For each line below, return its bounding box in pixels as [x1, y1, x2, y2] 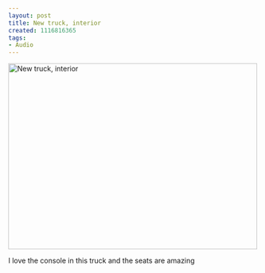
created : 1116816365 [8, 26, 77, 34]
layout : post [8, 11, 52, 20]
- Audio [8, 41, 34, 49]
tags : [8, 33, 26, 42]
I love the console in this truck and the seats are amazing [8, 256, 195, 266]
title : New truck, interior [8, 19, 102, 27]
